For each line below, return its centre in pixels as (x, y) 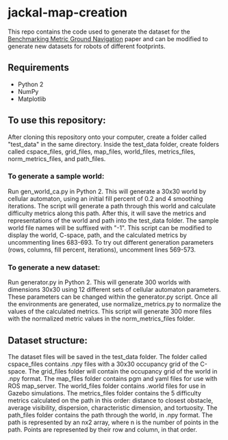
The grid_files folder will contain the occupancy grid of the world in (123, 371)
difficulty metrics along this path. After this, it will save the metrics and (107, 213)
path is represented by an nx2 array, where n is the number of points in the (113, 422)
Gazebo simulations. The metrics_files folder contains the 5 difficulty (104, 393)
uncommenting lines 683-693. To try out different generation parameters (111, 242)
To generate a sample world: (56, 176)
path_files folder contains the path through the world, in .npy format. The (110, 415)
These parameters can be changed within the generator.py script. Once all (113, 297)
